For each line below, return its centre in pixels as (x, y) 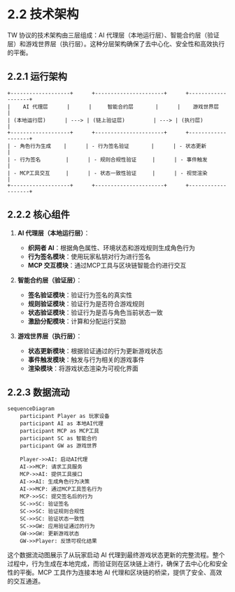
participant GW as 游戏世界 (59, 446)
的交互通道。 (26, 582)
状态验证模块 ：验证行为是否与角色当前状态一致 (95, 312)
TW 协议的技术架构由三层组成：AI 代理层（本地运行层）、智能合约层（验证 (114, 35)
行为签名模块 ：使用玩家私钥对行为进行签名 (89, 257)
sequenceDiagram (31, 409)
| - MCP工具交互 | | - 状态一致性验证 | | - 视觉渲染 (107, 173)
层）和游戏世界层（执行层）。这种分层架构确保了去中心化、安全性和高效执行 (116, 43)
